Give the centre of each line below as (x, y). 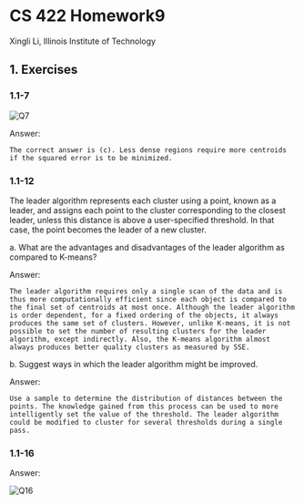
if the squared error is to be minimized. (91, 158)
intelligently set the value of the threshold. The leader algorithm (144, 414)
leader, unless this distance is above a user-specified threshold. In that (142, 220)
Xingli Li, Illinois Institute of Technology (83, 41)
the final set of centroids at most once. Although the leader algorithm (152, 307)
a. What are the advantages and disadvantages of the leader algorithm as (147, 247)
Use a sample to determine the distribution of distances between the (146, 398)
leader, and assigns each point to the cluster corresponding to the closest (148, 210)
